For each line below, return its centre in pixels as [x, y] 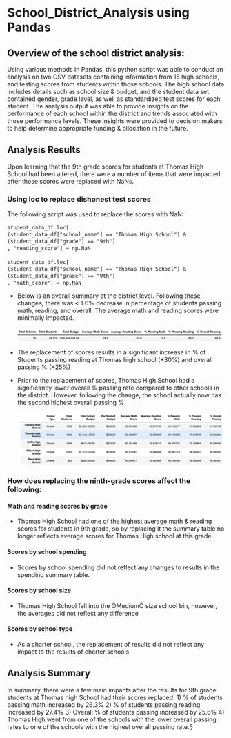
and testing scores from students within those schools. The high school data [116, 84]
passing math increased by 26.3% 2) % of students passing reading [104, 704]
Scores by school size [39, 590]
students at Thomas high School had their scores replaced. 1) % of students [115, 697]
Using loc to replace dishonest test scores [79, 199]
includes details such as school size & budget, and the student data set [108, 92]
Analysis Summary [49, 673]
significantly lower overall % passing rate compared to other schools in [118, 388]
